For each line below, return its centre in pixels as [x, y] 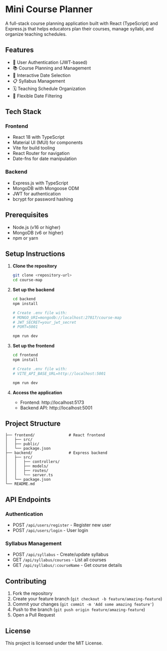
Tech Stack [23, 112]
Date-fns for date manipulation [45, 159]
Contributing [26, 581]
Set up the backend [33, 290]
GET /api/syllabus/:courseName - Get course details [67, 565]
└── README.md [20, 484]
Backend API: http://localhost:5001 [56, 408]
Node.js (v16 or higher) [36, 227]
